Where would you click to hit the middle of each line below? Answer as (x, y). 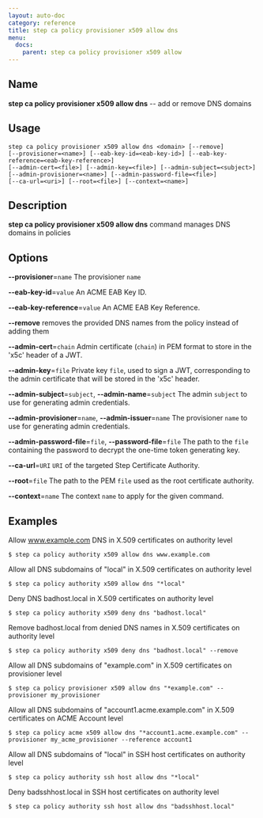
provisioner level (35, 674)
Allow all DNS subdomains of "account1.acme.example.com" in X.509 (121, 710)
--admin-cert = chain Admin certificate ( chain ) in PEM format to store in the (130, 347)
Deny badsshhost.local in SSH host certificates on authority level (114, 792)
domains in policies (39, 233)
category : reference (42, 23)
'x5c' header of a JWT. (45, 355)
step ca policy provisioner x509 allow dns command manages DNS (119, 224)
